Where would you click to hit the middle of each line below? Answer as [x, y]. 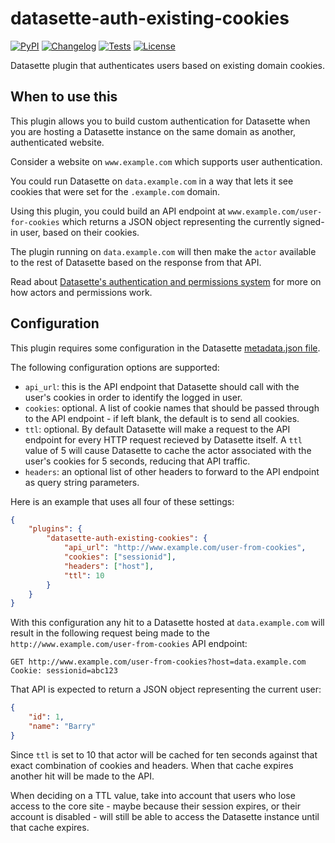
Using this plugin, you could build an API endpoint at [118, 211]
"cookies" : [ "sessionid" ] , [120, 557]
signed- [308, 221]
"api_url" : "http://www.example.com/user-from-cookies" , [185, 548]
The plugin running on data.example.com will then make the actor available [163, 251]
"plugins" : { [55, 529]
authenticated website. [57, 142]
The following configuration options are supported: [115, 367]
